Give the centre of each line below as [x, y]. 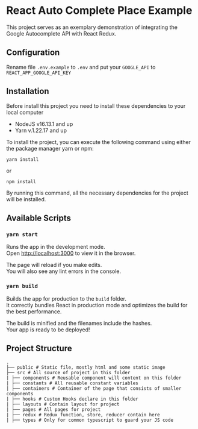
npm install [21, 181]
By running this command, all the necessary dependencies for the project [97, 193]
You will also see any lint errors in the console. [64, 271]
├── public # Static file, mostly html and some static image [86, 368]
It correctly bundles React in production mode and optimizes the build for [97, 305]
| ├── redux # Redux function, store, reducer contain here [83, 415]
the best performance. [34, 312]
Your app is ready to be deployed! [48, 330]
